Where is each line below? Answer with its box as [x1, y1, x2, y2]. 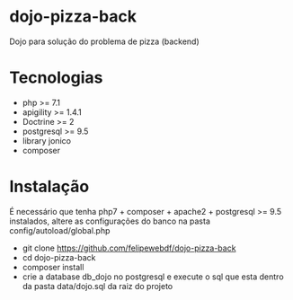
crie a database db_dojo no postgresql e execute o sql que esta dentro [22, 271, 285, 282]
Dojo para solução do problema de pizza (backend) [9, 36, 200, 47]
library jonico [22, 135, 72, 146]
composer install [22, 261, 84, 272]
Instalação [9, 177, 90, 197]
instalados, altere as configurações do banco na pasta [9, 216, 211, 226]
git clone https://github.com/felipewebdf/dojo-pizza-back [22, 243, 236, 253]
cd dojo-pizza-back [22, 251, 96, 262]
